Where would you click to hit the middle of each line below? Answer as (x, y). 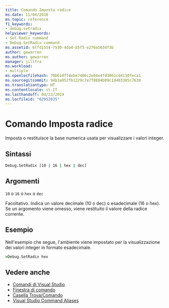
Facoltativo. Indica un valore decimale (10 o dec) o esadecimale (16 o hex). (83, 203)
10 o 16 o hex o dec (24, 193)
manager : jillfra (23, 62)
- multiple (17, 71)
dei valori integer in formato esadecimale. (48, 247)
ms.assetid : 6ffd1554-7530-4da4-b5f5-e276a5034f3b (60, 47)
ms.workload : (19, 66)
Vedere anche (28, 272)
